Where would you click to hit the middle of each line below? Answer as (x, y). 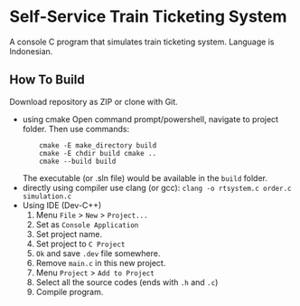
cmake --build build (78, 161)
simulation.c (47, 196)
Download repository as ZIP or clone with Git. (94, 101)
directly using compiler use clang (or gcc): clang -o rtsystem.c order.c (157, 187)
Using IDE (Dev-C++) (62, 205)
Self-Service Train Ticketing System (148, 17)
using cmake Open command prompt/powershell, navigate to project (150, 119)
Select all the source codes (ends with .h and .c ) (127, 282)
